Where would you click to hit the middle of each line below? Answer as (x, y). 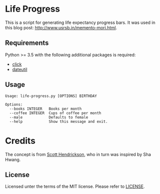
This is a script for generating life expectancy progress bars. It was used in (80, 22)
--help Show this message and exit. (59, 121)
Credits (20, 141)
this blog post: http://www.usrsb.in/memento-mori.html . (61, 27)
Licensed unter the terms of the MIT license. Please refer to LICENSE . (75, 187)
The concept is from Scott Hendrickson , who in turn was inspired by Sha (78, 154)
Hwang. (13, 159)
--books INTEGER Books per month (46, 109)
